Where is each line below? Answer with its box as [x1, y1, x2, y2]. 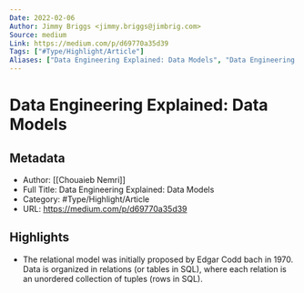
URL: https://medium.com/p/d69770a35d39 [22, 204, 188, 214]
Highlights [9, 229, 70, 246]
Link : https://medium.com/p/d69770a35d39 [9, 38, 169, 48]
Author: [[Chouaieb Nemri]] [22, 175, 126, 185]
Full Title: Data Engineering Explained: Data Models [22, 184, 215, 195]
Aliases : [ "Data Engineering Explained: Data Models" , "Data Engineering [9, 56, 296, 65]
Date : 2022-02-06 [9, 13, 76, 23]
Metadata [9, 150, 66, 166]
